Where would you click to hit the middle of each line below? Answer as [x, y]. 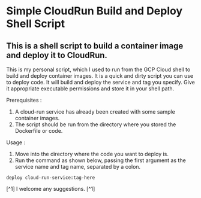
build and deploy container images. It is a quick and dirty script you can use [100, 76]
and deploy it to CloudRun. [57, 55]
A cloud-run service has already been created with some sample [95, 112]
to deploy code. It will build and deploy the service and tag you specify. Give [100, 82]
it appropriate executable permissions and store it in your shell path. [90, 89]
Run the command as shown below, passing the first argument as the [100, 160]
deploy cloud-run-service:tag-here [51, 178]
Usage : [16, 142]
